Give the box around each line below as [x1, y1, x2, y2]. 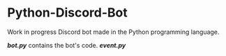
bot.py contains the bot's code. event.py [7, 41, 126, 49]
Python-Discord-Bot [7, 5, 128, 21]
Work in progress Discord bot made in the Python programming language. [7, 28, 220, 36]
